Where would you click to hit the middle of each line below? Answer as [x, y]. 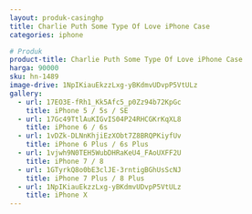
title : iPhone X [57, 195]
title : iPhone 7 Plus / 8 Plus [85, 178]
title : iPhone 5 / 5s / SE [77, 110]
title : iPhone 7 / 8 [65, 161]
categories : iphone [47, 35]
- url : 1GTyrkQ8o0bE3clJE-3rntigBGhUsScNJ [100, 169]
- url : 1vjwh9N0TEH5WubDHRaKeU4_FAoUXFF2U [100, 153]
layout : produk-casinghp [57, 18]
